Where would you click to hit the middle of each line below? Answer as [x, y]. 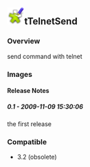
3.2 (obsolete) [37, 157]
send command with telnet [45, 56]
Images [20, 74]
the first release [30, 124]
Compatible [27, 142]
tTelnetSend [51, 21]
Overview [24, 41]
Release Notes [28, 91]
